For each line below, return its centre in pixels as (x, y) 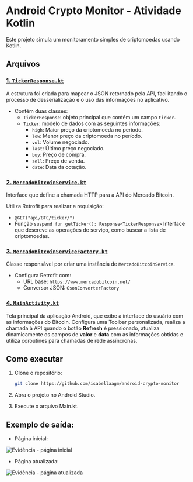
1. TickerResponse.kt (35, 81)
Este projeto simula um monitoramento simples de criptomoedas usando (93, 39)
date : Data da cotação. (59, 167)
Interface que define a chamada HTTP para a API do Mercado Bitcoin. (90, 195)
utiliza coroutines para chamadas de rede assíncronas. (72, 340)
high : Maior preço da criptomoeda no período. (87, 129)
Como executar (34, 359)
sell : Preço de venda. (58, 161)
